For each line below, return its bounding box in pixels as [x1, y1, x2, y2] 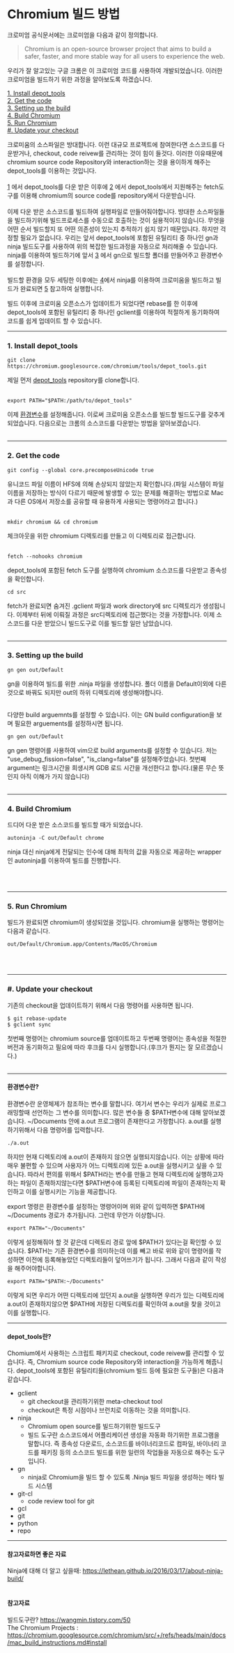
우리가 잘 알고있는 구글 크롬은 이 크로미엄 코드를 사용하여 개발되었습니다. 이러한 [7, 66, 223, 75]
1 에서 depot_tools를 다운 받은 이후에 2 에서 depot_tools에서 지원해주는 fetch [7, 182, 219, 191]
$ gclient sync [7, 1021, 52, 1028]
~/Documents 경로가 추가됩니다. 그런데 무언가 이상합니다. [7, 1211, 166, 1219]
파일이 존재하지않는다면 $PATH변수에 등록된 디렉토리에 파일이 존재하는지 [19, 1178, 219, 1187]
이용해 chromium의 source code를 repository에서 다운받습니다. [19, 191, 196, 199]
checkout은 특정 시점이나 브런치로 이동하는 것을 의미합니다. [27, 1406, 190, 1414]
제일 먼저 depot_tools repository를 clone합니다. [7, 376, 139, 384]
